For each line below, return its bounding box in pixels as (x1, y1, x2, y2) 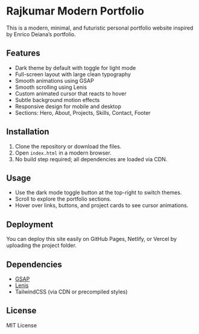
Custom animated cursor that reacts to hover (14, 89, 127, 97)
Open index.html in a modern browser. (14, 149, 112, 156)
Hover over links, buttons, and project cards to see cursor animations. (14, 202, 189, 209)
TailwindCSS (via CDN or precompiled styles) (14, 288, 128, 295)
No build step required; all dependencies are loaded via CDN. (14, 155, 168, 162)
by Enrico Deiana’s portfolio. (6, 30, 77, 37)
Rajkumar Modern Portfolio (6, 4, 145, 18)
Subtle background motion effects (14, 96, 100, 103)
